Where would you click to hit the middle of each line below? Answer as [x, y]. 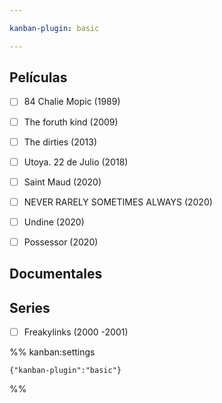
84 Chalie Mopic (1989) [72, 102]
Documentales [56, 274]
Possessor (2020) [61, 242]
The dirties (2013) [60, 142]
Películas [38, 77]
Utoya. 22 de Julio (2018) [76, 162]
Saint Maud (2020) [62, 182]
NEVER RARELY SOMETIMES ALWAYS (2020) [118, 202]
